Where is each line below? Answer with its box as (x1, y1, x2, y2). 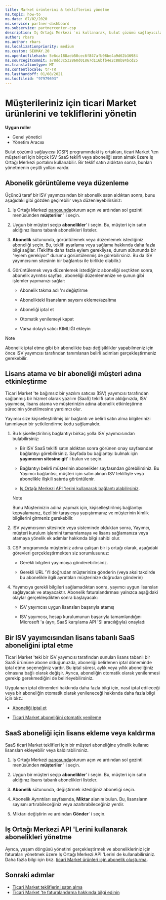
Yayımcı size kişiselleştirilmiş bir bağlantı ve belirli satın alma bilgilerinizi (5, 416, 151, 422)
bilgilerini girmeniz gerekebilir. (12, 515, 74, 521)
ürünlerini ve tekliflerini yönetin (5, 108, 137, 119)
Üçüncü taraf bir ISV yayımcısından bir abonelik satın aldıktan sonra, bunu (5, 192, 156, 198)
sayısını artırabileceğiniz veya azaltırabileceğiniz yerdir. (12, 801, 124, 807)
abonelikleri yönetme (5, 833, 72, 841)
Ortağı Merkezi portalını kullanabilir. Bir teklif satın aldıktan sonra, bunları (5, 159, 152, 165)
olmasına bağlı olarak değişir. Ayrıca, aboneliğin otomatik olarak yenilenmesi (5, 670, 160, 676)
